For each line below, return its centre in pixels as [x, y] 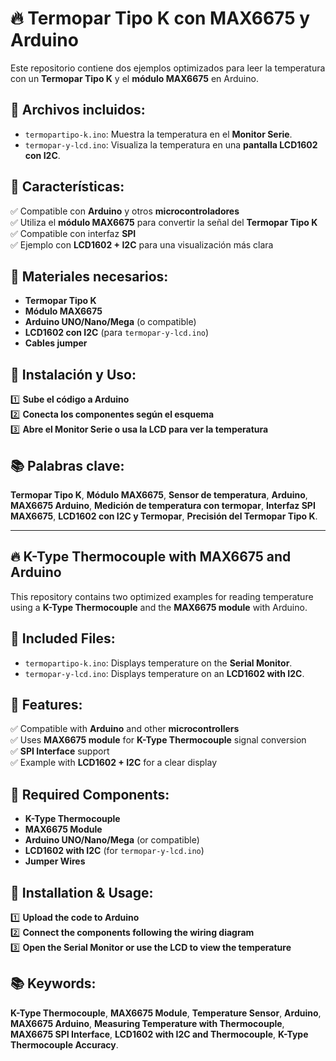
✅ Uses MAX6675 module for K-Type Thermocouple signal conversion [158, 740]
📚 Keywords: [53, 983]
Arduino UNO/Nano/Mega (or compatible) [112, 840]
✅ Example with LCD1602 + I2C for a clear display [114, 763]
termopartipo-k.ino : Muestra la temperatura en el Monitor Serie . [158, 134]
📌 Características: [67, 187]
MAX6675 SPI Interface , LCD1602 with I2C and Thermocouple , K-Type [159, 1034]
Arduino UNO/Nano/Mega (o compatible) [110, 322]
